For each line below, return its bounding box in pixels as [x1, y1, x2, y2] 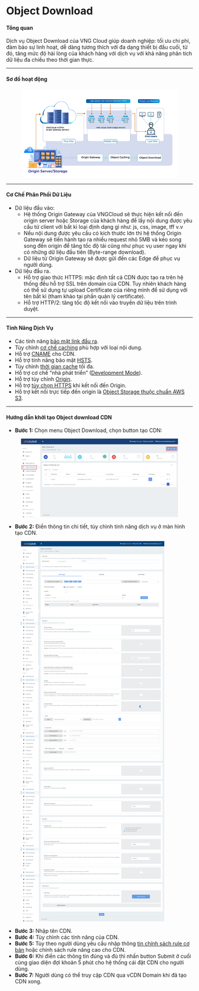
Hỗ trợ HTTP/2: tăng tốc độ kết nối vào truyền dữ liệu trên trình [23, 299, 177, 306]
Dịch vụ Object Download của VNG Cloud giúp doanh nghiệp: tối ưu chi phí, [6, 37, 191, 45]
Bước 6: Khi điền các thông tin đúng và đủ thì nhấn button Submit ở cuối [14, 952, 191, 960]
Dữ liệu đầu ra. [14, 267, 51, 274]
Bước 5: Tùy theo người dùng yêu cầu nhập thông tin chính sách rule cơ [14, 940, 190, 947]
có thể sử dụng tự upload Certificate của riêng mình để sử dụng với [23, 286, 188, 293]
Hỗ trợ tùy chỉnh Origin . [14, 375, 72, 383]
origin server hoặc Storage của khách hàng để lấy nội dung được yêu [23, 217, 192, 224]
